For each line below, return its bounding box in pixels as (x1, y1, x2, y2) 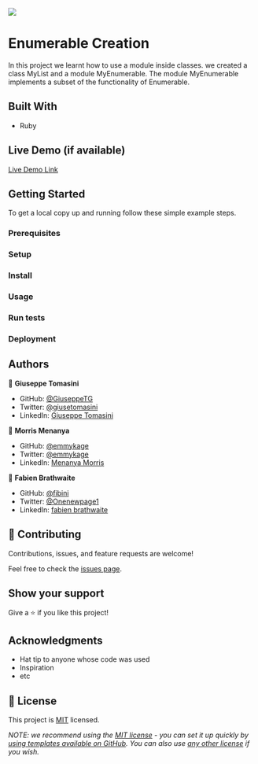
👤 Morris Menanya (8, 426, 70, 435)
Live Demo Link (8, 164, 59, 174)
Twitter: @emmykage (19, 449, 89, 459)
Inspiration (19, 663, 54, 673)
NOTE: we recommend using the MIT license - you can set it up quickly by (8, 730, 249, 740)
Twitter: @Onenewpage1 (19, 496, 100, 506)
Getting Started (8, 187, 86, 201)
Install (8, 270, 33, 281)
